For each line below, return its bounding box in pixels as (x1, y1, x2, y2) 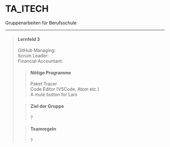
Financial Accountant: (17, 58, 63, 64)
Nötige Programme (30, 69, 71, 76)
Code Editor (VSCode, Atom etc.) (30, 86, 100, 92)
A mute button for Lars (30, 91, 77, 97)
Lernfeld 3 (17, 36, 40, 42)
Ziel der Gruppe (30, 103, 64, 109)
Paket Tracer (30, 81, 57, 87)
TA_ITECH (5, 3, 49, 15)
